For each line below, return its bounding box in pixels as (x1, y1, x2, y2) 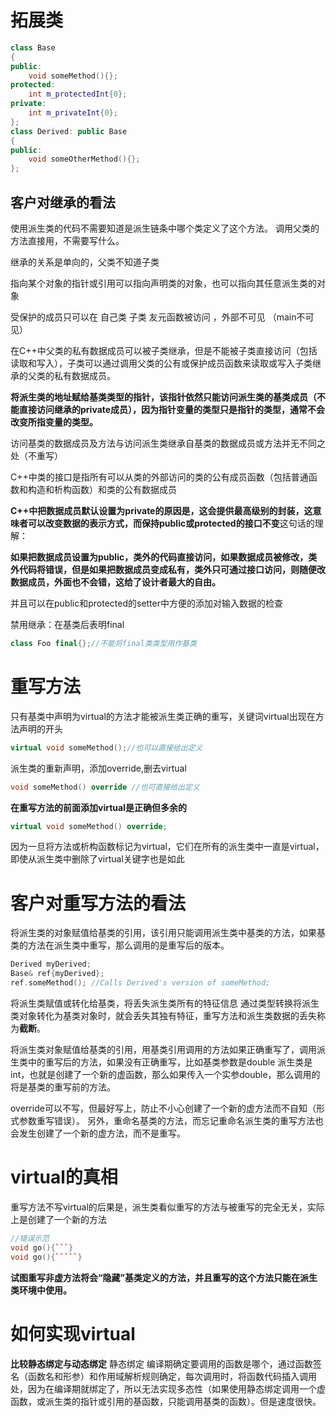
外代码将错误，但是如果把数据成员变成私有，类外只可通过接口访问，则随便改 (10, 564, 326, 575)
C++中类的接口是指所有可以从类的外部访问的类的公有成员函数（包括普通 (10, 471, 309, 483)
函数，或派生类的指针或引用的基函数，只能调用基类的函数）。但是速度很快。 (10, 1395, 322, 1407)
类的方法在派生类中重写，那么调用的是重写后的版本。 (10, 939, 230, 951)
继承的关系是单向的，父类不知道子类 (10, 256, 160, 268)
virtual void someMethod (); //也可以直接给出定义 (10, 742, 203, 753)
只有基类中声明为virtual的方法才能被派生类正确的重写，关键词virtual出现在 (10, 710, 316, 722)
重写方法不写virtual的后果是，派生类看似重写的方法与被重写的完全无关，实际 (10, 1201, 325, 1213)
